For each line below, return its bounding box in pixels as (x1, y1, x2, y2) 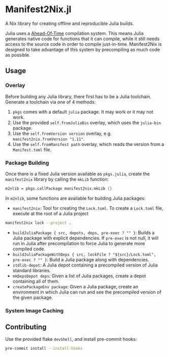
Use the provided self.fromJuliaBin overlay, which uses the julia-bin (12, 120, 161, 126)
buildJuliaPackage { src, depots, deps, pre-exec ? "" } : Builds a (12, 229, 155, 235)
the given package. (12, 294, 53, 301)
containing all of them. (12, 278, 60, 284)
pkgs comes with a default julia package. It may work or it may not (12, 108, 153, 115)
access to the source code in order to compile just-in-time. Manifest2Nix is (5, 41, 162, 47)
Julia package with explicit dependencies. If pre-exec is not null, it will (12, 235, 159, 241)
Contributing (5, 322, 47, 331)
